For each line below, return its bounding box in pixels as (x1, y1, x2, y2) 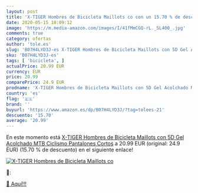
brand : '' (6, 101, 31, 107)
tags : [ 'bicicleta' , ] (6, 57, 65, 63)
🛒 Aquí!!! (6, 180, 27, 188)
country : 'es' (6, 90, 41, 96)
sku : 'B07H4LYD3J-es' (6, 52, 60, 58)
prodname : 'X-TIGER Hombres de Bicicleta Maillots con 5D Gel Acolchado (6, 85, 189, 91)
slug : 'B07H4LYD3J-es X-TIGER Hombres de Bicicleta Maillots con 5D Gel (6, 47, 189, 53)
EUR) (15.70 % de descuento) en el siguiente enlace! (6, 146, 134, 153)
